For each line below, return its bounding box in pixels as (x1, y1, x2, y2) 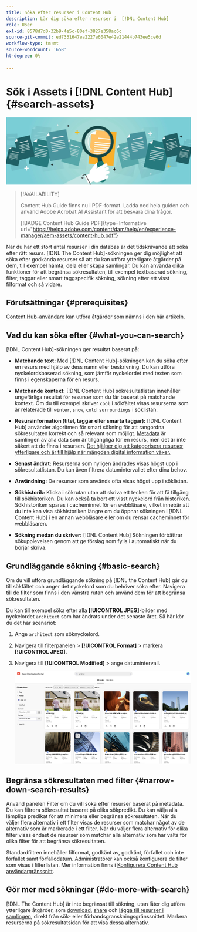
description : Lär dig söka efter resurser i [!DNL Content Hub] (6, 15, 169, 22)
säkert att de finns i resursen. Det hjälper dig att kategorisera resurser (14, 442, 184, 449)
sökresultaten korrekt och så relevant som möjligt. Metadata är (14, 430, 166, 437)
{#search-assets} (6, 97, 95, 111)
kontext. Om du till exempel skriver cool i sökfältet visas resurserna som (14, 400, 189, 407)
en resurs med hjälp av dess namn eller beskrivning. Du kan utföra (14, 364, 175, 371)
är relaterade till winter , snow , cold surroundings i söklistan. (14, 406, 158, 413)
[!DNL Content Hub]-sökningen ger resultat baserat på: (6, 346, 140, 353)
